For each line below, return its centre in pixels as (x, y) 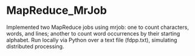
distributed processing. (35, 46)
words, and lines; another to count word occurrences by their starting (93, 33)
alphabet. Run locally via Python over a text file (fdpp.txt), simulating (92, 40)
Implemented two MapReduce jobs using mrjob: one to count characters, (98, 27)
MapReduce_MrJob (57, 11)
